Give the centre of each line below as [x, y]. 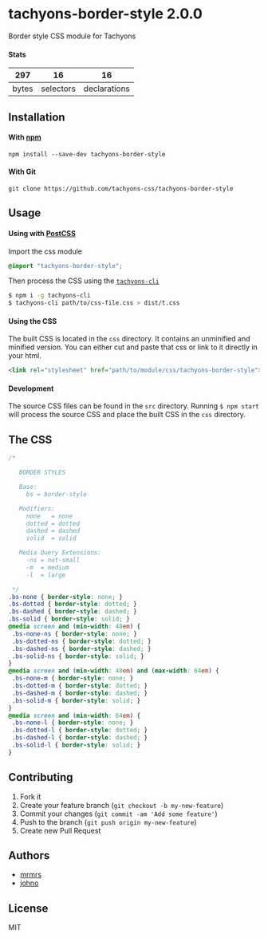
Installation [37, 117]
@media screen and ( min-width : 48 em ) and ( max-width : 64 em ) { [114, 671]
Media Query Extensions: [60, 553]
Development [31, 388]
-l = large [46, 575]
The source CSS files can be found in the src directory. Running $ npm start [134, 406]
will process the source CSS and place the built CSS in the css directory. [127, 415]
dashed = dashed [53, 531]
